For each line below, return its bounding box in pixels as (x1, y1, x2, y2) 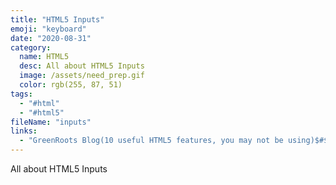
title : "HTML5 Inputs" (10, 14, 105, 25)
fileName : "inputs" (10, 117, 92, 127)
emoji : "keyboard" (10, 24, 87, 34)
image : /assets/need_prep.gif (19, 71, 145, 81)
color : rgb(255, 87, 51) (19, 80, 123, 90)
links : (10, 126, 38, 136)
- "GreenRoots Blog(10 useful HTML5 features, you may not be (19, 136, 284, 146)
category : (10, 42, 52, 53)
